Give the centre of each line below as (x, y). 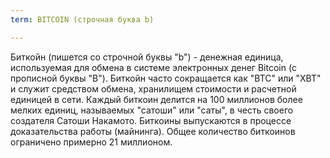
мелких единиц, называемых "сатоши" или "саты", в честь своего (152, 110)
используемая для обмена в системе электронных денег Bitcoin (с (154, 67)
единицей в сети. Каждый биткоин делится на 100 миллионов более (156, 99)
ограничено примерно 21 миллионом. (91, 142)
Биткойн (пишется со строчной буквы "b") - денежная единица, (147, 57)
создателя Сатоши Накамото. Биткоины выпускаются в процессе (151, 120)
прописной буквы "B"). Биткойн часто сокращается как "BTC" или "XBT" (166, 78)
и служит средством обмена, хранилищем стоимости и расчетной (153, 88)
